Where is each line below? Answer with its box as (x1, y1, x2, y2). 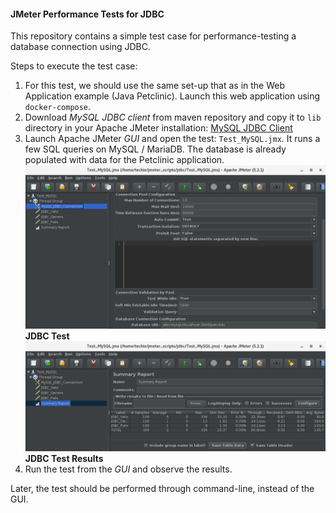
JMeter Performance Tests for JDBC (10, 8, 165, 20)
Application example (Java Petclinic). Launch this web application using (24, 90, 321, 102)
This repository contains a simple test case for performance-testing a (10, 30, 297, 42)
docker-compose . (24, 101, 92, 113)
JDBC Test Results (24, 453, 104, 465)
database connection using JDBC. (10, 41, 152, 53)
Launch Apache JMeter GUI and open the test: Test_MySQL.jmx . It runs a (24, 133, 321, 145)
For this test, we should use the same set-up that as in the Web (24, 80, 286, 92)
